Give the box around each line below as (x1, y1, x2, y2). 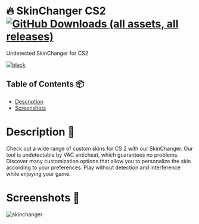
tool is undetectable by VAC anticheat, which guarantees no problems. (6, 151, 179, 158)
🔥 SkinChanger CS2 (6, 4, 106, 18)
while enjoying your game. (6, 170, 71, 177)
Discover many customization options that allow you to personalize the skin (6, 157, 191, 164)
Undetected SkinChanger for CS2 (6, 49, 89, 57)
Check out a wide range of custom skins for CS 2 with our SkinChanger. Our (6, 145, 194, 152)
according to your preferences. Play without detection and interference (6, 164, 181, 171)
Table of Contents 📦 (6, 79, 85, 89)
